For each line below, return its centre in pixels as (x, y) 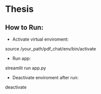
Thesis (19, 9)
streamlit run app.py (25, 68)
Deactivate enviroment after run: (45, 77)
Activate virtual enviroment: (40, 39)
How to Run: (24, 27)
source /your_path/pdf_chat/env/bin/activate (51, 49)
